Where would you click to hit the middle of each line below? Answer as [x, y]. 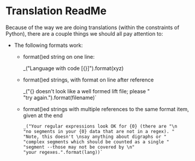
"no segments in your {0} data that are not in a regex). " [99, 131]
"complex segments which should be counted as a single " [96, 142]
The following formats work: [49, 45]
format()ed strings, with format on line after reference [88, 80]
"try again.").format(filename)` [60, 97]
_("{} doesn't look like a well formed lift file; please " [86, 91]
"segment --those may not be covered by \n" [79, 147]
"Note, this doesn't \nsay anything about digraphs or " [95, 137]
